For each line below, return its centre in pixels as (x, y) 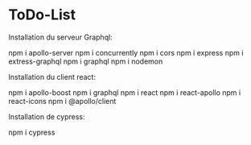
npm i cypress (32, 132)
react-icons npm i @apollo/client (62, 101)
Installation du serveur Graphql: (60, 37)
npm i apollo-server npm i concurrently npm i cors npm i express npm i (126, 52)
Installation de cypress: (47, 116)
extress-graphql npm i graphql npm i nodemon (86, 61)
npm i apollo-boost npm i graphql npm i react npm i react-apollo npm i (125, 92)
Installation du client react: (52, 77)
